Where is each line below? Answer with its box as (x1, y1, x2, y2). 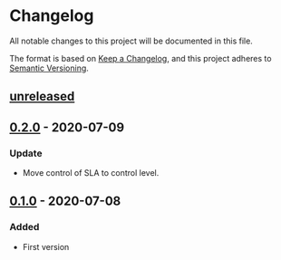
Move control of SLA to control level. (22, 168, 160, 178)
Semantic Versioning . (9, 63, 89, 73)
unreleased (9, 89, 75, 104)
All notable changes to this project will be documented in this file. (9, 35, 254, 46)
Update (9, 147, 43, 159)
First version (22, 241, 70, 252)
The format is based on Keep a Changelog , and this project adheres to (9, 53, 272, 63)
